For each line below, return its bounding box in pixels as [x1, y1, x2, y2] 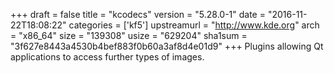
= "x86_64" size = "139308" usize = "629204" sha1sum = [10, 30, 248, 41]
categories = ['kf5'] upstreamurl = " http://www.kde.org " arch [68, 19, 320, 31]
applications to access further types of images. [10, 51, 205, 63]
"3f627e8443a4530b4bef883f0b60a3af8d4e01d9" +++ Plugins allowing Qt [10, 40, 324, 52]
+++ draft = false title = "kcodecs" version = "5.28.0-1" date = [10, 9, 266, 20]
